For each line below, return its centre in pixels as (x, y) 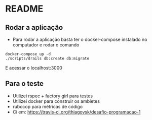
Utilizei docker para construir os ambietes (56, 101)
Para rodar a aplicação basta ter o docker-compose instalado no (80, 39)
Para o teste (25, 84)
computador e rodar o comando (46, 45)
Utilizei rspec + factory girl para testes (52, 96)
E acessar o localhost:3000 (34, 68)
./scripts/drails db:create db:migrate (47, 58)
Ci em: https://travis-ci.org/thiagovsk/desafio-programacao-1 (77, 112)
